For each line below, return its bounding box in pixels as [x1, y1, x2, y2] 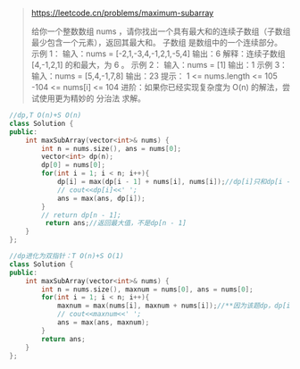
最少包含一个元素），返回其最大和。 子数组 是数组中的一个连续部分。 [30, 38, 283, 47]
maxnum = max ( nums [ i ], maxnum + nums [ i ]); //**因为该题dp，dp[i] [56, 301, 295, 311]
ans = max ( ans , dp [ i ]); [56, 194, 146, 203]
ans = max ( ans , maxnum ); [56, 318, 150, 327]
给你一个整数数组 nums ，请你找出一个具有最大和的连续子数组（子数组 [30, 26, 291, 37]
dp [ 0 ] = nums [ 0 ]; [41, 161, 105, 170]
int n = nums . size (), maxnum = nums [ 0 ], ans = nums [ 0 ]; [41, 285, 254, 294]
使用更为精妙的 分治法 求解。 [38, 93, 146, 104]
